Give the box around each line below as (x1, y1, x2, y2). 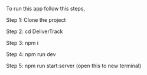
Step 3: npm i (6, 40, 39, 46)
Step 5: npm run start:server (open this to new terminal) (6, 62, 142, 69)
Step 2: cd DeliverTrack (6, 28, 63, 35)
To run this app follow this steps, (6, 5, 86, 12)
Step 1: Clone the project (6, 17, 66, 23)
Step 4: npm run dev (6, 51, 56, 58)
